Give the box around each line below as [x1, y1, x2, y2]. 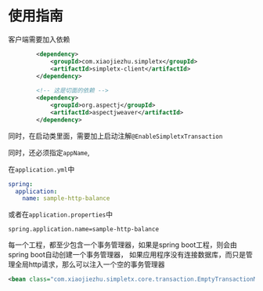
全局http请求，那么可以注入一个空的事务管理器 [14, 260, 166, 269]
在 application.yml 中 [8, 164, 75, 173]
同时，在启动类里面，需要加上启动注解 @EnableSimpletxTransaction [8, 131, 223, 140]
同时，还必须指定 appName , [8, 147, 90, 157]
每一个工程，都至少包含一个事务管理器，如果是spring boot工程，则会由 [8, 240, 237, 249]
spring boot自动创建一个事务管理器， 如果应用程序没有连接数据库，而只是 [8, 250, 247, 260]
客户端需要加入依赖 [8, 35, 70, 44]
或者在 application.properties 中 [8, 209, 113, 220]
